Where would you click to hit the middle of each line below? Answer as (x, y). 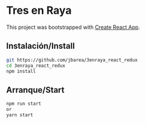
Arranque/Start (35, 90)
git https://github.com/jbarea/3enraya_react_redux (72, 60)
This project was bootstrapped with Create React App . (73, 27)
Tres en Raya (39, 11)
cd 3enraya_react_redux (36, 66)
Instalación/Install (40, 46)
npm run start (24, 104)
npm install (21, 71)
